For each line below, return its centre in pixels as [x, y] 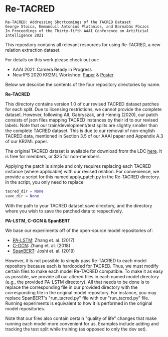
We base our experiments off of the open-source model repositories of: [79, 230]
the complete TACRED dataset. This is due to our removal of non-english [80, 131]
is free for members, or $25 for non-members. [53, 156]
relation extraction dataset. [33, 50]
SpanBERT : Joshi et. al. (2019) [44, 251]
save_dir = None [22, 196]
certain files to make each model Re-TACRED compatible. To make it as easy [84, 271]
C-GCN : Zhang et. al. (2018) [41, 245]
